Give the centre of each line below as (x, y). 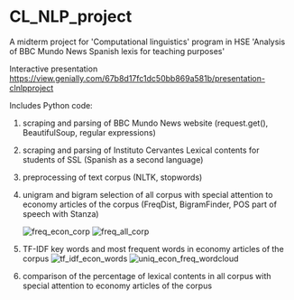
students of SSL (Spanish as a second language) (113, 159)
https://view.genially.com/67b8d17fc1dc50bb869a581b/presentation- (138, 78)
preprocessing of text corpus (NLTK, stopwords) (112, 177)
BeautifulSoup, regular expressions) (89, 132)
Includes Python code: (51, 105)
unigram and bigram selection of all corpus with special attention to (147, 194)
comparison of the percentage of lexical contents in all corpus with (147, 276)
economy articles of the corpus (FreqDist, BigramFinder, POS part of (150, 204)
